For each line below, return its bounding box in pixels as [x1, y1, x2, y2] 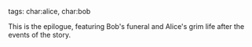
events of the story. [8, 31, 71, 39]
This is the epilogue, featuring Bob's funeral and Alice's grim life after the [8, 22, 245, 31]
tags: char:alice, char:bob [8, 7, 91, 16]
